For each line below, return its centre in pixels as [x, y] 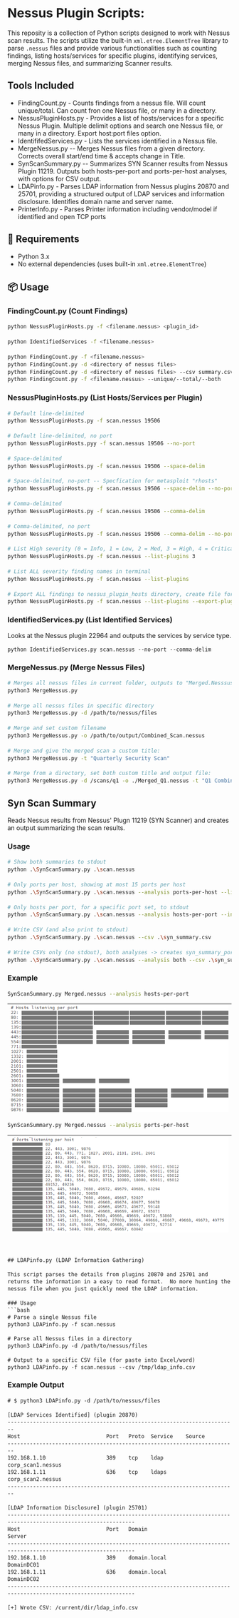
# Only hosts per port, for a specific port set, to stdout [99, 907]
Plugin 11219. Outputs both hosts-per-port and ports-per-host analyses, [122, 171]
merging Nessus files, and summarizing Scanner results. [90, 63]
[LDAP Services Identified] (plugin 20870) [73, 1415]
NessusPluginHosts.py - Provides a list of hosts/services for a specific [121, 118]
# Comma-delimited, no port [49, 526]
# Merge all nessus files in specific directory [81, 706]
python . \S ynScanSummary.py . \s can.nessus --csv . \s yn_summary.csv [110, 937]
